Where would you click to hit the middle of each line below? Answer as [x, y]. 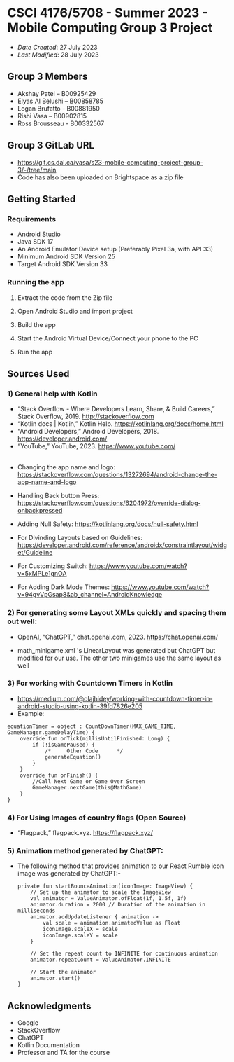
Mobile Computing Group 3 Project [110, 28]
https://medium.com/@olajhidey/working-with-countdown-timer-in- [115, 698]
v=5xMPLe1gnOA [42, 574]
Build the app [36, 324]
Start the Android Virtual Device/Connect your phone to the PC [108, 338]
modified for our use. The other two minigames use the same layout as [119, 658]
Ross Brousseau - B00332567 [61, 123]
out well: [22, 621]
